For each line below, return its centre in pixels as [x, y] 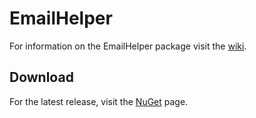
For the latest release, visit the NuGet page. [99, 101]
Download [41, 77]
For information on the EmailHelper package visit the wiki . [128, 46]
